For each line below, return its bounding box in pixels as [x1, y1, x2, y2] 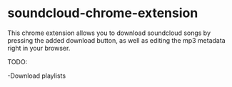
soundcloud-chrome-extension [7, 5, 198, 21]
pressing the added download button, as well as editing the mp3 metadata [7, 36, 226, 44]
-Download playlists [7, 71, 66, 80]
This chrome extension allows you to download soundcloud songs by [7, 29, 211, 37]
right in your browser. [7, 43, 71, 52]
